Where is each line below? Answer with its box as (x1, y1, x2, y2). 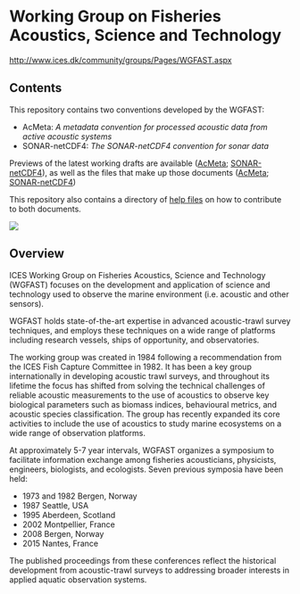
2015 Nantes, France (21, 538, 99, 549)
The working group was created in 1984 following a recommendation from (9, 351, 282, 362)
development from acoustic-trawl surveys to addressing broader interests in (9, 565, 290, 575)
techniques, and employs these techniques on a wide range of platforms (9, 325, 276, 335)
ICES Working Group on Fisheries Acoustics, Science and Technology (9, 269, 266, 280)
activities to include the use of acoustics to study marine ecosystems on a (9, 417, 282, 429)
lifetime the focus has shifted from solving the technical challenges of (9, 380, 266, 391)
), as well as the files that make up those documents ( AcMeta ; (41, 167, 270, 177)
